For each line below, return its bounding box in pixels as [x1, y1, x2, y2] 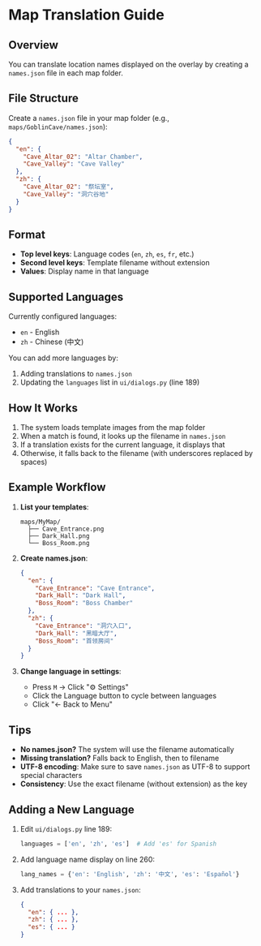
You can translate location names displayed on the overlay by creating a [8, 59, 249, 69]
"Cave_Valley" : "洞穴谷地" [23, 190, 109, 198]
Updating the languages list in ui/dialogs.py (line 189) [19, 377, 200, 387]
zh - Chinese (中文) [19, 337, 84, 346]
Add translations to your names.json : [19, 884, 142, 894]
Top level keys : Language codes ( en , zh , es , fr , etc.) [19, 249, 195, 259]
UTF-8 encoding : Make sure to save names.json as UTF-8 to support [19, 762, 250, 772]
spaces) [19, 457, 48, 467]
